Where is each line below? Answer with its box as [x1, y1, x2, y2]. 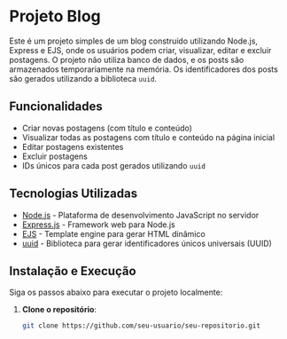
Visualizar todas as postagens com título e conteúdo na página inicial [21, 131, 275, 143]
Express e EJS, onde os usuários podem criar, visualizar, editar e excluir [9, 44, 272, 55]
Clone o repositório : [21, 304, 97, 315]
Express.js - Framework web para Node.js [21, 219, 175, 230]
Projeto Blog [9, 6, 102, 27]
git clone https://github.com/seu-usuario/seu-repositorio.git [21, 321, 261, 330]
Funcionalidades [9, 99, 104, 114]
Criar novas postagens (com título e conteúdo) [21, 122, 193, 133]
